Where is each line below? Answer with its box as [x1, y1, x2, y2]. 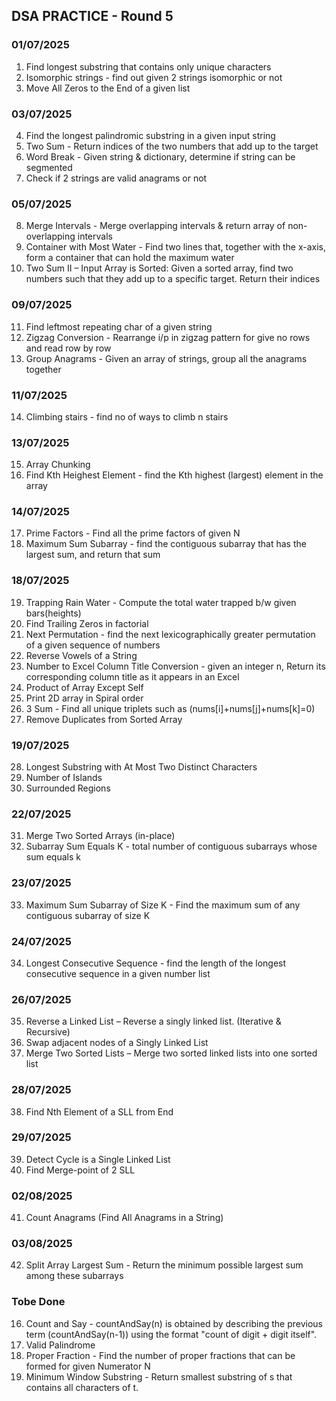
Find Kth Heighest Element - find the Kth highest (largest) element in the [25, 469, 324, 481]
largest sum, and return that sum [25, 549, 161, 561]
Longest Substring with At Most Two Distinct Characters [25, 761, 258, 773]
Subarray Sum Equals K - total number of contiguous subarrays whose [25, 840, 318, 853]
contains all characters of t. [25, 1381, 139, 1393]
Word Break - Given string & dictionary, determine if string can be [25, 150, 296, 163]
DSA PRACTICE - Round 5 [11, 8, 174, 25]
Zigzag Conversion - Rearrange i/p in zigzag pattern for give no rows [25, 331, 311, 343]
